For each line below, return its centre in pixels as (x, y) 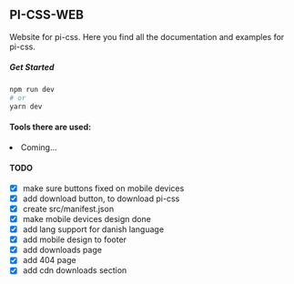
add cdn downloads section (75, 270)
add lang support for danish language (93, 229)
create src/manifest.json (68, 208)
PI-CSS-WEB (47, 15)
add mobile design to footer (75, 239)
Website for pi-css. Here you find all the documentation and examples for (147, 36)
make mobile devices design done (87, 219)
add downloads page (62, 250)
